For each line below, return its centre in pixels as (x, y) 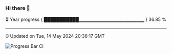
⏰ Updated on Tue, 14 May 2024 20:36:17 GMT (55, 36)
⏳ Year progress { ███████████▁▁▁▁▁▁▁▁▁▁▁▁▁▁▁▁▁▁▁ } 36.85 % (86, 19)
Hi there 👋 (18, 8)
